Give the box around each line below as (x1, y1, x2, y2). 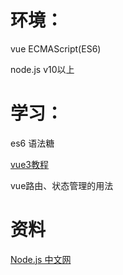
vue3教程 (10, 158, 49, 170)
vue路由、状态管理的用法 (10, 179, 114, 191)
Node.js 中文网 (10, 253, 72, 265)
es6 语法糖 (10, 137, 55, 149)
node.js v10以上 (10, 63, 75, 75)
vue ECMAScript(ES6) (10, 42, 102, 55)
